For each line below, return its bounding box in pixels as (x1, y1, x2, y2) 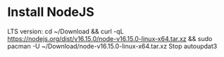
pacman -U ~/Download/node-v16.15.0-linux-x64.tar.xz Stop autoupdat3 (7, 42, 218, 50)
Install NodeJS (7, 4, 94, 20)
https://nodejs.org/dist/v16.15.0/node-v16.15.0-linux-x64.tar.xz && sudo (7, 34, 213, 42)
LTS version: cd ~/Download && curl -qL (7, 27, 125, 35)
